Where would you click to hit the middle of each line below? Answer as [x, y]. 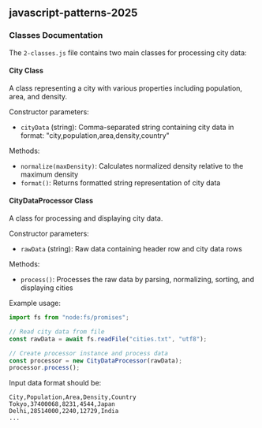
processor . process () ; [45, 368]
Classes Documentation [56, 35]
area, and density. [38, 96]
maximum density [49, 174]
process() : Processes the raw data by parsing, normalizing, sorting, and [137, 280]
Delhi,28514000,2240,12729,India [64, 411]
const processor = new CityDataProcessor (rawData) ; [95, 361]
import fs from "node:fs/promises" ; [69, 318]
